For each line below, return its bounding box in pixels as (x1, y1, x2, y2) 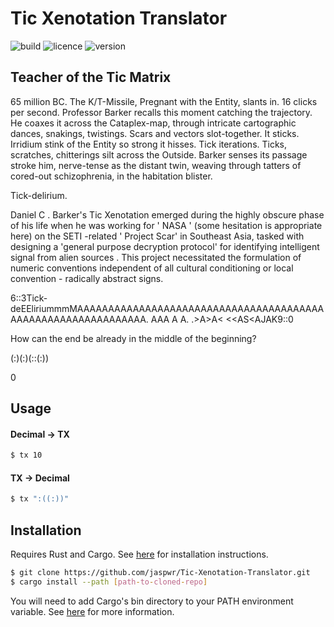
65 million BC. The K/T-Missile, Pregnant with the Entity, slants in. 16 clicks (10, 95, 318, 107)
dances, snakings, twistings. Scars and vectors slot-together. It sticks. (10, 127, 300, 139)
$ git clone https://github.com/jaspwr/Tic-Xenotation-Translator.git (10, 568, 311, 578)
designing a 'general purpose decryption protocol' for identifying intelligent (10, 240, 320, 252)
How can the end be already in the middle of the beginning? (10, 332, 257, 344)
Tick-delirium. (10, 189, 68, 201)
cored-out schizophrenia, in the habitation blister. (10, 170, 213, 182)
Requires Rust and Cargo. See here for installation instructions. (10, 548, 269, 561)
